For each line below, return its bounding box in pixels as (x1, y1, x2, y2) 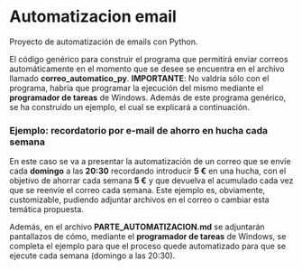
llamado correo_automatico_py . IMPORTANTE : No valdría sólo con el (9, 72, 270, 83)
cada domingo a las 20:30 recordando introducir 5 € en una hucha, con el (9, 165, 287, 177)
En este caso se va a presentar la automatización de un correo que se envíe (9, 156, 291, 167)
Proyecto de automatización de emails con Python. (9, 36, 198, 47)
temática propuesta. (9, 204, 84, 215)
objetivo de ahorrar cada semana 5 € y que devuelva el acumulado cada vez (9, 175, 294, 186)
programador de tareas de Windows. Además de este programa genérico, (9, 92, 287, 103)
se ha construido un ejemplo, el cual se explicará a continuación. (9, 101, 251, 112)
